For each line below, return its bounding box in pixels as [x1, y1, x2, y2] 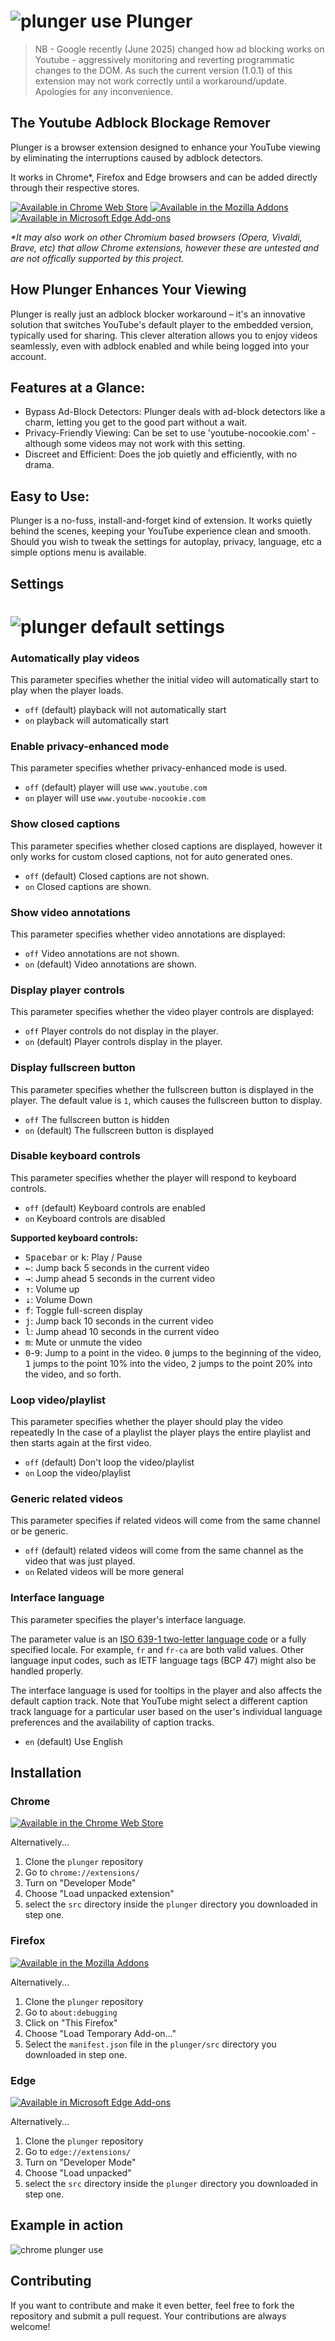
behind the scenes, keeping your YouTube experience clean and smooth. [10, 525, 312, 537]
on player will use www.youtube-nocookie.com [24, 792, 206, 804]
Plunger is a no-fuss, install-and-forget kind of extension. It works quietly [10, 515, 313, 527]
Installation [10, 1765, 82, 1782]
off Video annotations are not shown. [24, 947, 180, 959]
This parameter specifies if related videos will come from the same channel [10, 1515, 321, 1527]
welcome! [10, 2320, 51, 2332]
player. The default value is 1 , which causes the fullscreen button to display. [10, 1094, 323, 1106]
